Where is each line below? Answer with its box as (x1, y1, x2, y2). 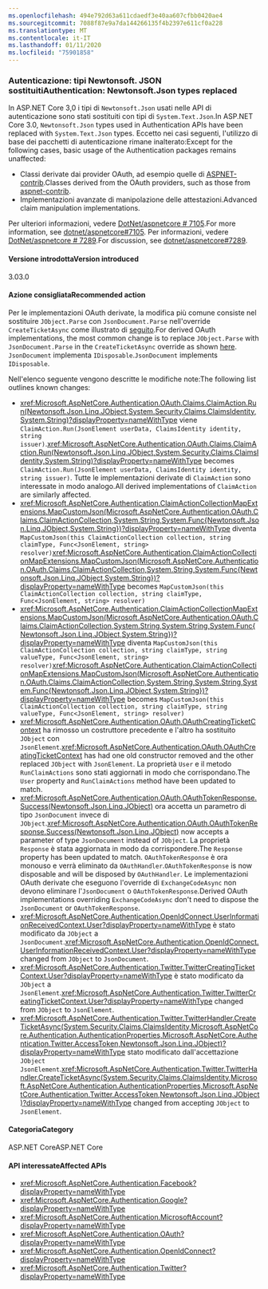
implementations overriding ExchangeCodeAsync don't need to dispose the (19, 894, 259, 904)
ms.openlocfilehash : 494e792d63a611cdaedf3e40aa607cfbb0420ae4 (8, 11, 223, 20)
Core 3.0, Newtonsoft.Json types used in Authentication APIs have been (8, 120, 243, 130)
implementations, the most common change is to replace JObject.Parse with (8, 333, 259, 343)
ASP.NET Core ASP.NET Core (8, 1142, 104, 1152)
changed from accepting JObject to (132, 1098, 250, 1107)
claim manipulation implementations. (19, 203, 141, 213)
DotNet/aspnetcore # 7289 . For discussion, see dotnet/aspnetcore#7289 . (8, 236, 248, 246)
